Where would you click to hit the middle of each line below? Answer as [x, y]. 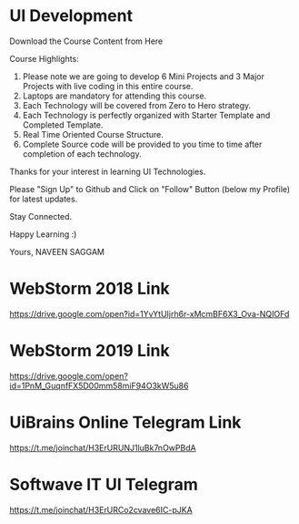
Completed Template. [63, 125]
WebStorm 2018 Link [90, 289]
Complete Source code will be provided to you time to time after [142, 144]
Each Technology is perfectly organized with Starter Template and [146, 115]
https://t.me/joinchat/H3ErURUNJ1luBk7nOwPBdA [103, 447]
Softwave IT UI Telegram [104, 484]
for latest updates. [44, 199]
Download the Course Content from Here [86, 41]
